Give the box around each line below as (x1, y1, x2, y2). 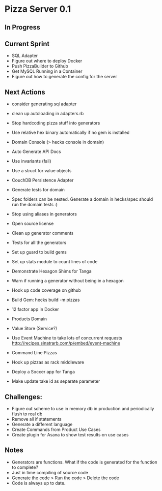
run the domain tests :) (11, 202, 58, 208)
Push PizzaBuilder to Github (11, 63, 68, 69)
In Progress (4, 23, 40, 31)
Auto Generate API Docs (11, 149, 61, 154)
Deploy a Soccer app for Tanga (11, 369, 75, 375)
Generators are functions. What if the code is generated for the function (11, 459, 158, 465)
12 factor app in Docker (11, 307, 59, 312)
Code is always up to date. (11, 480, 66, 486)
